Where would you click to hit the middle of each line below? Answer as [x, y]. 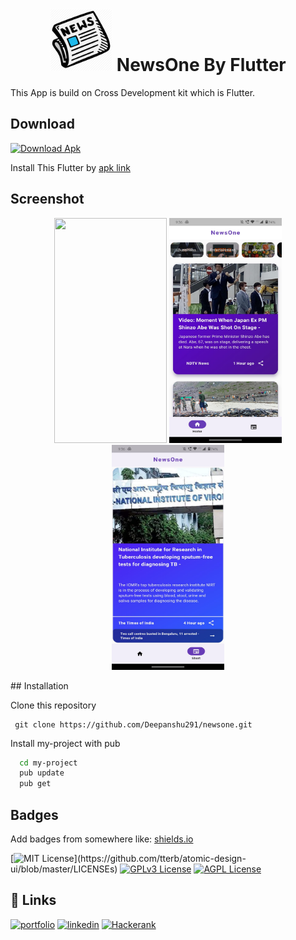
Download [42, 124]
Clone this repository [53, 705]
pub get [35, 784]
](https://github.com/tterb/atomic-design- [160, 858]
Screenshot [47, 199]
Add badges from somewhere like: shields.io [102, 839]
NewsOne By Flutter [201, 65]
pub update [42, 773]
